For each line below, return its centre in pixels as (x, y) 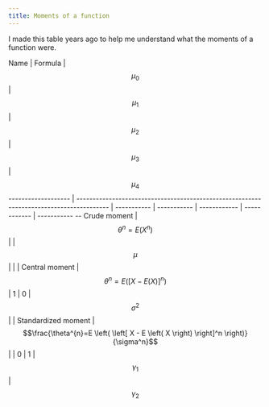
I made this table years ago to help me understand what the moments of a (131, 39)
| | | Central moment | (44, 268)
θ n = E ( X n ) (135, 229)
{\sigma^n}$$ (135, 341)
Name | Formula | (37, 63)
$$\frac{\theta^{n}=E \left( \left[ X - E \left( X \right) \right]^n (123, 333)
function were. (32, 47)
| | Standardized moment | (52, 320)
